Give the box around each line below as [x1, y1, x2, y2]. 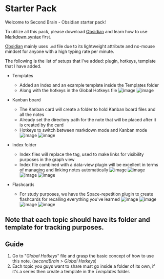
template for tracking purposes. [5, 223, 104, 232]
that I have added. [5, 63, 41, 69]
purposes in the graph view [19, 156, 75, 162]
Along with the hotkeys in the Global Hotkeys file [19, 87, 117, 93]
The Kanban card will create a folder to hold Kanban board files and [19, 106, 156, 112]
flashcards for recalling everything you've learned [19, 196, 120, 202]
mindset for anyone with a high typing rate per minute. [5, 48, 115, 54]
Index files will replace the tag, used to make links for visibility [19, 151, 144, 157]
